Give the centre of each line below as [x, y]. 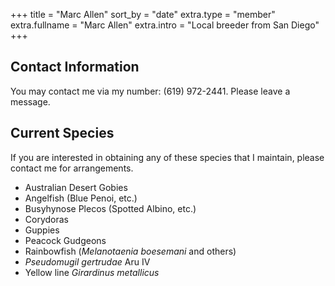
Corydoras [46, 219]
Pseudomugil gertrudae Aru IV [87, 261]
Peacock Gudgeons [65, 240]
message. [30, 101]
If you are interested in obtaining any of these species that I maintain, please [167, 157]
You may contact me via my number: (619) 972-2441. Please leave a [150, 91]
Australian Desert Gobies [76, 187]
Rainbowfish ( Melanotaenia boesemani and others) [130, 251]
